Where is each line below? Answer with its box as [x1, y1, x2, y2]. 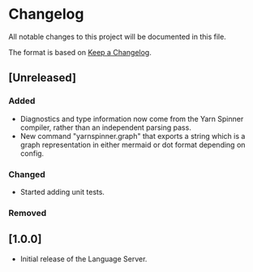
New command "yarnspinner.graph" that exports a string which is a [19, 131, 246, 140]
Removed [8, 207, 47, 218]
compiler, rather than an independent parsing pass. [19, 123, 192, 132]
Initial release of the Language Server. [19, 253, 148, 264]
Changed [8, 168, 46, 179]
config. [19, 148, 45, 158]
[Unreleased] [8, 71, 77, 85]
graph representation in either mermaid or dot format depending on [19, 140, 246, 149]
